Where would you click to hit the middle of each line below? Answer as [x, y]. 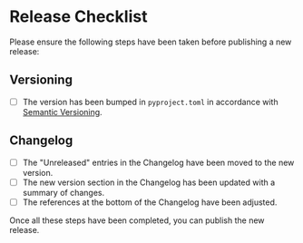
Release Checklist [78, 17]
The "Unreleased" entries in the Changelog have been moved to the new [158, 162]
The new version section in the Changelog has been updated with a [149, 182]
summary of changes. [64, 192]
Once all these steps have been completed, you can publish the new [137, 220]
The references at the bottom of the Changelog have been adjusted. [150, 202]
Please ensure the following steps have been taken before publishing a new [151, 42]
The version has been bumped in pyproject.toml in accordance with [150, 102]
